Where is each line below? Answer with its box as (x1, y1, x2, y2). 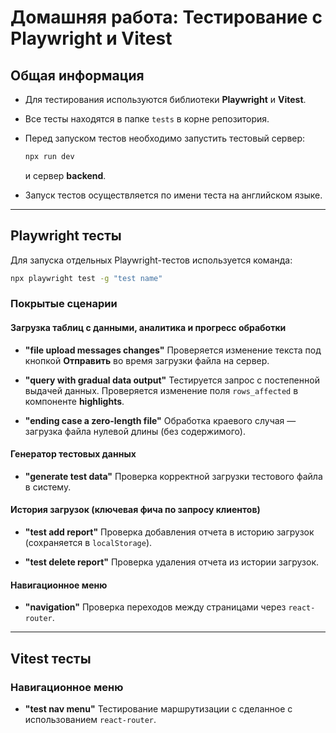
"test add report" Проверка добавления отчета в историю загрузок (24, 526, 315, 538)
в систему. (24, 481, 72, 493)
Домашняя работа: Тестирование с (10, 6, 323, 29)
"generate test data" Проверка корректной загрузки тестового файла (24, 470, 323, 482)
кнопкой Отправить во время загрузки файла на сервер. (24, 354, 270, 366)
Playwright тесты (10, 227, 122, 245)
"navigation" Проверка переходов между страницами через (24, 601, 287, 613)
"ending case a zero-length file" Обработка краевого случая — (24, 414, 297, 426)
